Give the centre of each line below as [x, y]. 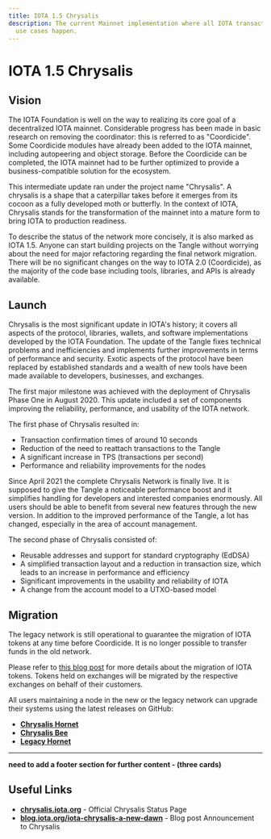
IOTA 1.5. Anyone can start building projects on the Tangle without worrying [134, 245]
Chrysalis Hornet [49, 724]
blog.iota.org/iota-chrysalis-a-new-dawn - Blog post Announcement [137, 818]
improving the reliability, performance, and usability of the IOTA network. [129, 409]
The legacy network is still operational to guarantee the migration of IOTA [130, 634]
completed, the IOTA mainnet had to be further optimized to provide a [124, 163]
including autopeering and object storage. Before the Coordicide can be [128, 154]
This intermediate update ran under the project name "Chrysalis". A [120, 187]
